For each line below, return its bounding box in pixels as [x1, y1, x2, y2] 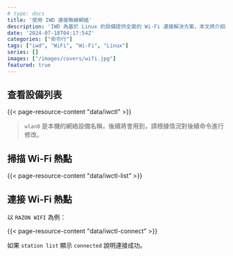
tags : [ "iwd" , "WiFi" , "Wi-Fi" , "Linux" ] [7, 42, 129, 49]
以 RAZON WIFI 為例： [7, 213, 67, 221]
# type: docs [7, 10, 45, 17]
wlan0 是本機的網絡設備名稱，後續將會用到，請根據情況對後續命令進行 [24, 122, 224, 130]
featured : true [7, 62, 51, 68]
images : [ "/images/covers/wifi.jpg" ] [7, 55, 116, 62]
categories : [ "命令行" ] [7, 36, 73, 43]
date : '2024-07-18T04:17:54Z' [7, 29, 95, 37]
